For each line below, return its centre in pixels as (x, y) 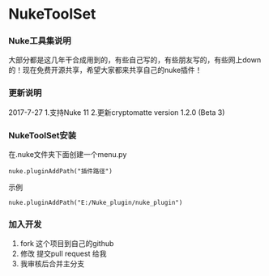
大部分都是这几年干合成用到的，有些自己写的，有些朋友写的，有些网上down (135, 60)
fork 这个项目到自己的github (67, 244)
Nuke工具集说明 (40, 41)
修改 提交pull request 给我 (63, 254)
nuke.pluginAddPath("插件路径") (61, 172)
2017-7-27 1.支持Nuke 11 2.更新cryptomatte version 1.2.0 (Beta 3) (117, 112)
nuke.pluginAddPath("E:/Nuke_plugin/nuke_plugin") (96, 203)
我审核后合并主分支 (52, 264)
